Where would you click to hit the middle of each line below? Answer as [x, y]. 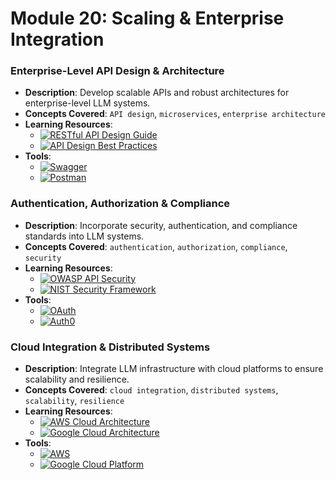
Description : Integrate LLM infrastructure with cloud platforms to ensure [174, 369]
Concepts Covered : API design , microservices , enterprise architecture [175, 114]
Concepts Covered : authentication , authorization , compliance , [156, 246]
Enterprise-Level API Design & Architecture [117, 71]
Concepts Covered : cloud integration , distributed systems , [151, 390]
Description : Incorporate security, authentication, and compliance [161, 225]
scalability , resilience [74, 401]
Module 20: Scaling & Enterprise [147, 18]
